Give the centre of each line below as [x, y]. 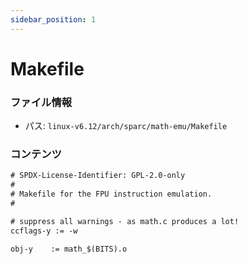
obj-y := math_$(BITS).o [69, 249]
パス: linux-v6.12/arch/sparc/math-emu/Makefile [126, 126]
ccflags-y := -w [44, 231]
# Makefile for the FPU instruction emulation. [111, 194]
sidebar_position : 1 [53, 19]
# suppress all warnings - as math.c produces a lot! [125, 221]
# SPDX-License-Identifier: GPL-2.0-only [98, 176]
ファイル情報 [41, 102]
